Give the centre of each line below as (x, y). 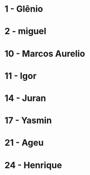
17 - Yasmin (28, 121)
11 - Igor (21, 76)
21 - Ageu (24, 143)
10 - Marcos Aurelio (45, 53)
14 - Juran (25, 98)
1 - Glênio (24, 9)
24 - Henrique (33, 165)
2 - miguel (26, 31)
